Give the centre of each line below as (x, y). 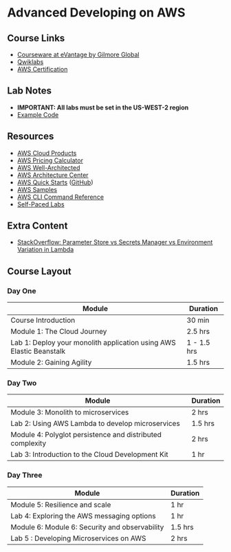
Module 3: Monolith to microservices (70, 412)
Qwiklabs (30, 62)
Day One (22, 290)
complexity (29, 443)
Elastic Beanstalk (38, 351)
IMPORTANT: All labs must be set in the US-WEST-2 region (103, 107)
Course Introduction (43, 320)
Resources (31, 137)
